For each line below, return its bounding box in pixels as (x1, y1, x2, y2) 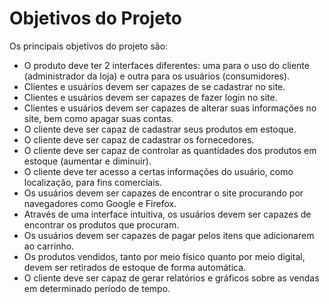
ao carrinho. (23, 240, 75, 252)
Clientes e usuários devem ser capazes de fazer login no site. (23, 91, 278, 103)
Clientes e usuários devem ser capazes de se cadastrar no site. (23, 80, 286, 92)
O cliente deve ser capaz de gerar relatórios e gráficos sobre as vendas (23, 272, 320, 284)
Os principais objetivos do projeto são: (9, 40, 169, 52)
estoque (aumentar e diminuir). (23, 155, 152, 167)
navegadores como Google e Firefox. (23, 197, 177, 209)
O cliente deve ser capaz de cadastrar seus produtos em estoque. (23, 123, 297, 135)
